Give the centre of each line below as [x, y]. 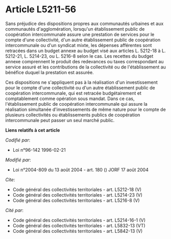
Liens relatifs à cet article [33, 130]
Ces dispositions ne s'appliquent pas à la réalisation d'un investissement [82, 82]
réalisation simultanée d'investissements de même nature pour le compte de [86, 109]
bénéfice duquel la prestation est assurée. [50, 72]
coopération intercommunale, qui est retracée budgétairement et [74, 93]
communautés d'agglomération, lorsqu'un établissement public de [75, 29]
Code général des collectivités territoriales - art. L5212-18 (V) [77, 189]
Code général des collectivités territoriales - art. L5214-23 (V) [78, 195]
